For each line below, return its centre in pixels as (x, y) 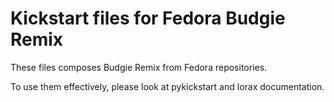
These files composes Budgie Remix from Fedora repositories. (139, 67)
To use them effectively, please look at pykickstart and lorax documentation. (167, 86)
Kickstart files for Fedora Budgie (148, 18)
